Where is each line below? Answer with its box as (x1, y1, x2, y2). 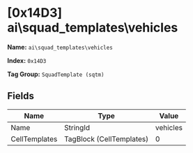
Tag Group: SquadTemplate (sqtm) (7, 70, 105, 78)
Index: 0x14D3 (7, 56, 47, 64)
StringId (63, 122, 91, 132)
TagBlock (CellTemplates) (63, 134, 149, 144)
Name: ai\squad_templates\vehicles (7, 43, 113, 51)
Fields (7, 90, 35, 102)
